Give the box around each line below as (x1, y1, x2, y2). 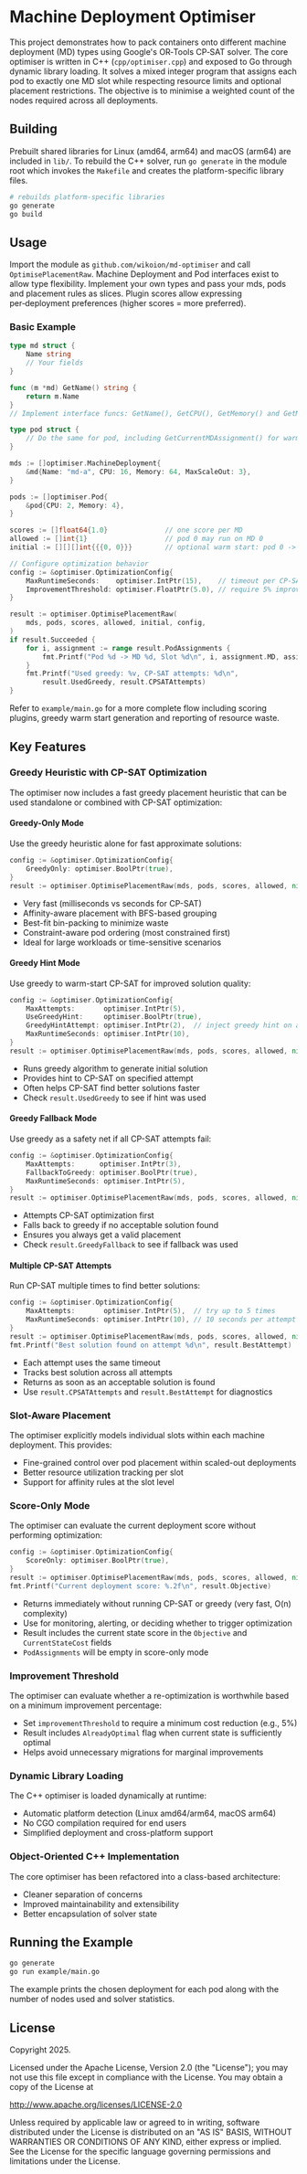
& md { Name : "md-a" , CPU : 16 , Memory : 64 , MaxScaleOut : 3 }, (26, 467, 251, 476)
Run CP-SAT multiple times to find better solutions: (9, 1280, 201, 1291)
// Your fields (26, 358, 84, 367)
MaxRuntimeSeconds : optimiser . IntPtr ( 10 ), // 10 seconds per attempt (26, 1315, 297, 1324)
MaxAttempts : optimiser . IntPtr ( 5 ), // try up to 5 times (26, 1307, 276, 1316)
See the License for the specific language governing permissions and (9, 2146, 271, 2157)
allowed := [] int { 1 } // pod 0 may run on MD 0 (9, 535, 263, 544)
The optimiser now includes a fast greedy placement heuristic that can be (9, 787, 288, 798)
